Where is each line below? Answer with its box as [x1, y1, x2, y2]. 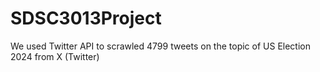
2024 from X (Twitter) [10, 50, 100, 62]
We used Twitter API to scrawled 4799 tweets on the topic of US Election [10, 40, 312, 52]
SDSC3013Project [10, 7, 162, 30]
